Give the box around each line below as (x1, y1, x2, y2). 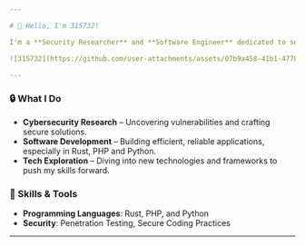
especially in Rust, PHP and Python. (22, 145, 157, 156)
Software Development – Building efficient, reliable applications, (22, 135, 265, 146)
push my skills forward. (22, 164, 111, 175)
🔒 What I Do (9, 93, 62, 105)
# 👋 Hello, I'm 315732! (9, 21, 100, 30)
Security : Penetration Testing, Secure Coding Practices (22, 217, 231, 228)
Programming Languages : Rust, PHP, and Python (22, 208, 210, 219)
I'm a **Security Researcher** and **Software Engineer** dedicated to (9, 37, 286, 46)
